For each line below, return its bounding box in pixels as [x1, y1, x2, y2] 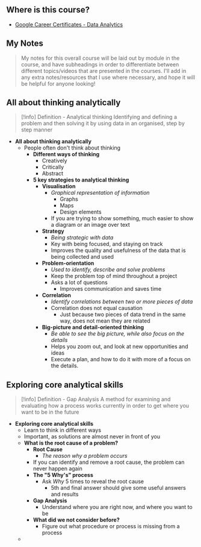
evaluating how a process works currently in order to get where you [20, 402, 190, 409]
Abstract [42, 170, 64, 177]
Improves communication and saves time [60, 285, 162, 292]
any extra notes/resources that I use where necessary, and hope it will [20, 74, 196, 81]
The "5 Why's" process [32, 472, 93, 479]
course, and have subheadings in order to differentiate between [20, 60, 179, 68]
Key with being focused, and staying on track [51, 241, 164, 248]
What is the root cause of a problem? [23, 440, 119, 447]
